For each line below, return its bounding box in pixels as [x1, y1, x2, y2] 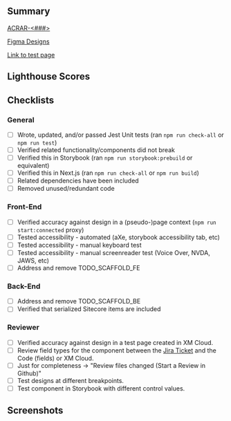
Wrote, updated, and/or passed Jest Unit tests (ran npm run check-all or [17, 131, 225, 139]
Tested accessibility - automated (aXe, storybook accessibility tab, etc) [17, 233, 220, 241]
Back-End [7, 281, 41, 291]
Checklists [7, 94, 55, 106]
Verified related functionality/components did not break [17, 145, 175, 154]
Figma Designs [7, 37, 50, 46]
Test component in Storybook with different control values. [17, 384, 185, 393]
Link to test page [7, 50, 55, 59]
